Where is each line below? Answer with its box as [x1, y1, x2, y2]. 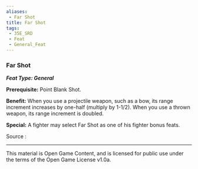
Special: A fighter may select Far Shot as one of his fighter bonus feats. [6, 122, 180, 129]
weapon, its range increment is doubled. [6, 110, 104, 117]
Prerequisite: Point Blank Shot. [6, 86, 81, 93]
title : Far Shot [6, 19, 46, 25]
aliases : [6, 8, 28, 15]
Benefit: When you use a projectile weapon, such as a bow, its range [6, 97, 173, 105]
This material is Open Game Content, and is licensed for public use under [6, 150, 184, 157]
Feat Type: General [6, 74, 54, 82]
